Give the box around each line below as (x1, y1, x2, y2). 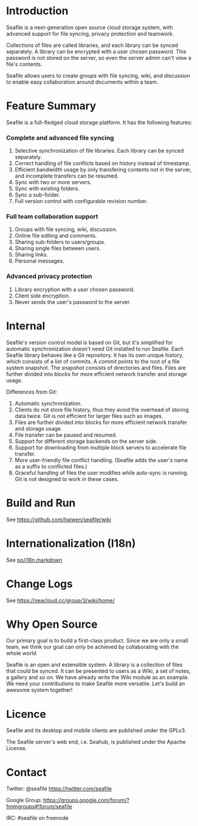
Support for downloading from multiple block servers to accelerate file (14, 444, 187, 451)
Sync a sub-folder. (14, 191, 60, 198)
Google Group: (6, 797, 43, 804)
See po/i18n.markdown (6, 556, 62, 564)
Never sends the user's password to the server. (14, 298, 131, 305)
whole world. (6, 650, 38, 657)
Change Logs (6, 577, 73, 590)
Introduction (6, 4, 69, 18)
